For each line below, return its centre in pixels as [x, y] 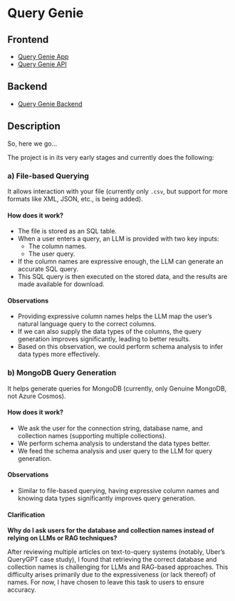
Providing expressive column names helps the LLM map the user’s [115, 316]
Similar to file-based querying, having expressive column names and [118, 491]
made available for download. [61, 284]
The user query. [52, 254]
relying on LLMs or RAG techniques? [62, 538]
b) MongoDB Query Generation [62, 373]
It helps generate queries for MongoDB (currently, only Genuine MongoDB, [117, 388]
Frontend [28, 40]
